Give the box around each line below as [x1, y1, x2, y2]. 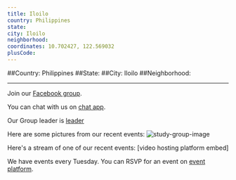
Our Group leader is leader [7, 116, 84, 124]
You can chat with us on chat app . [7, 103, 106, 111]
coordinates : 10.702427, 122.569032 [7, 43, 114, 50]
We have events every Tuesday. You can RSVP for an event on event [7, 157, 206, 165]
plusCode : [7, 50, 37, 57]
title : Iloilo [7, 10, 49, 18]
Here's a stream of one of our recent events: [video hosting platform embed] [7, 143, 229, 152]
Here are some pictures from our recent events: [7, 129, 145, 138]
